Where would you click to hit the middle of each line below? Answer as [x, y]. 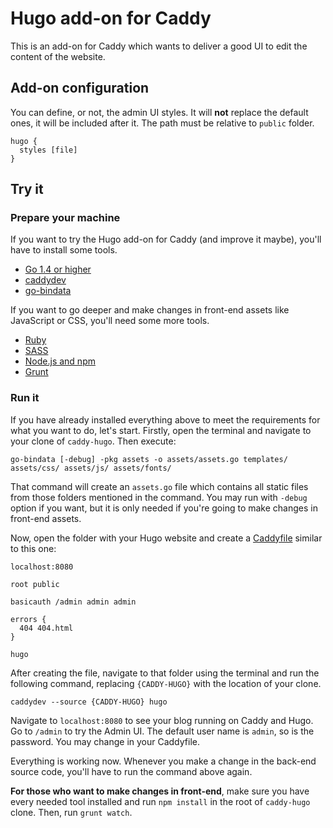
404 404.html [46, 628]
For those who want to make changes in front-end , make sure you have [160, 791]
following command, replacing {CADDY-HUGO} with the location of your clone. [166, 683]
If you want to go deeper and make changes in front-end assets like [150, 310]
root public [35, 584]
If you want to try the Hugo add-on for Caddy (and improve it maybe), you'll [166, 239]
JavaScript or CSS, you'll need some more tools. [110, 321]
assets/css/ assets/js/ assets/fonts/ [91, 468]
